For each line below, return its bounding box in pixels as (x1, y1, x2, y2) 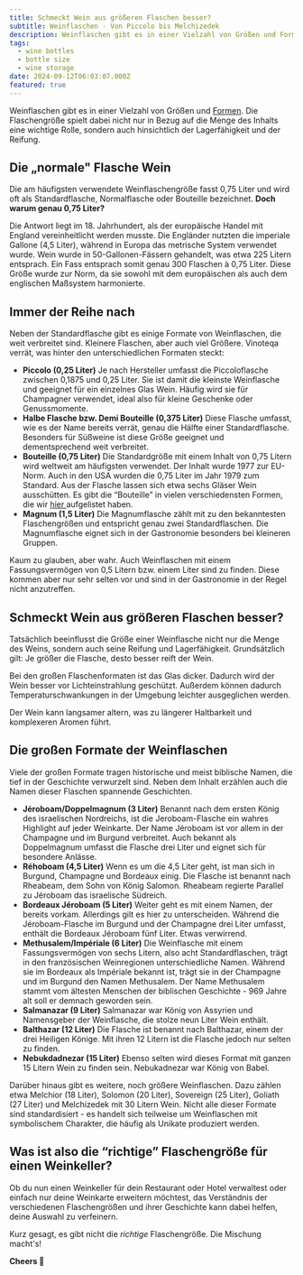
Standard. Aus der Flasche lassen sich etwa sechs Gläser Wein (22, 480, 257, 491)
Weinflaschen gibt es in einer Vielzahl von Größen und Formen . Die (9, 105, 259, 115)
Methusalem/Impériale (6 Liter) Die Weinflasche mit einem (22, 938, 243, 948)
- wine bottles (17, 47, 75, 56)
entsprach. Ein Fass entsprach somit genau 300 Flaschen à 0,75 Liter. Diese (9, 259, 291, 270)
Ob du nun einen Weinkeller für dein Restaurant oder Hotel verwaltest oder (9, 1182, 287, 1193)
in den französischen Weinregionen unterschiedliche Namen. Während (22, 956, 286, 967)
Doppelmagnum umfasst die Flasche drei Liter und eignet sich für (22, 841, 266, 853)
